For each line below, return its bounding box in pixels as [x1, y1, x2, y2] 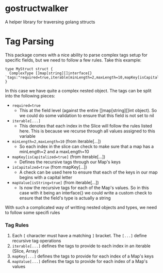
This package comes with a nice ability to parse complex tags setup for [5, 52, 148, 58]
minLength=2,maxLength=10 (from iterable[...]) [12, 138, 101, 144]
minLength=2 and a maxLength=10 [19, 148, 89, 154]
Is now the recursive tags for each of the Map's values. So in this [19, 185, 149, 191]
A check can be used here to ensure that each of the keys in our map [19, 169, 158, 175]
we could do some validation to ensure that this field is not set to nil [19, 112, 154, 118]
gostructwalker [5, 3, 69, 14]
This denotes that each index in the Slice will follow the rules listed [19, 123, 152, 128]
